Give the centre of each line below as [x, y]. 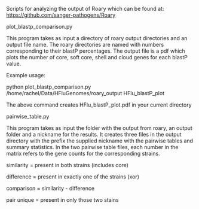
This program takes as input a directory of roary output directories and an [97, 38]
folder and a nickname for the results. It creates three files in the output [94, 134]
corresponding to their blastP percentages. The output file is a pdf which [96, 51]
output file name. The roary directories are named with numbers [85, 45]
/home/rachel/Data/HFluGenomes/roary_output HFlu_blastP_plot [85, 93]
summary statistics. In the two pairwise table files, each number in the [92, 147]
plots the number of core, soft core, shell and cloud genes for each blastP [97, 57]
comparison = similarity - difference [50, 188]
